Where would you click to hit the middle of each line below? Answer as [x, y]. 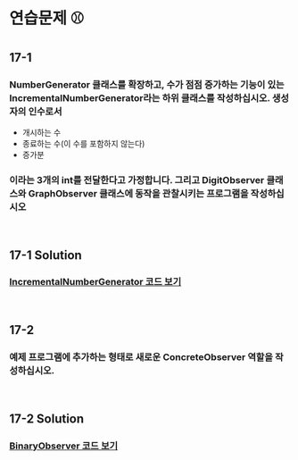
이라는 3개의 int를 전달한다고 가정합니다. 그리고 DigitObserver [137, 180]
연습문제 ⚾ [47, 18]
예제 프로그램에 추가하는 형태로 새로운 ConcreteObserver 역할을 [141, 357]
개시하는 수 [41, 132]
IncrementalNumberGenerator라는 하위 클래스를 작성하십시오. [140, 97]
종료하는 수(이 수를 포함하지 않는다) [83, 143]
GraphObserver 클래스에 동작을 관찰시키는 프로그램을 [138, 193]
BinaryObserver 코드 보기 [64, 446]
